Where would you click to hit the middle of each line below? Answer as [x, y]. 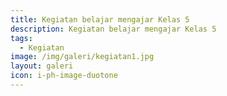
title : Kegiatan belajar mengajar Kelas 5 [100, 19]
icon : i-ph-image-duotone [64, 76]
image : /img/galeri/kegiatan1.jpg [82, 57]
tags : [21, 38]
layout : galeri [42, 66]
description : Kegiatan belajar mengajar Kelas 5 [113, 29]
